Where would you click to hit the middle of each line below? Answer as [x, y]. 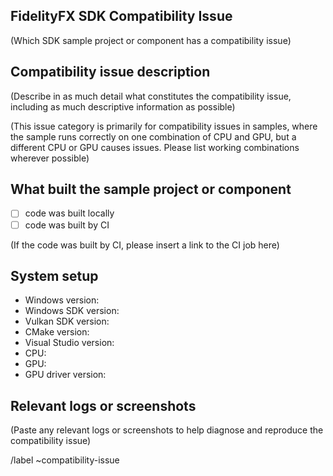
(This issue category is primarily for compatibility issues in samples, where [164, 126]
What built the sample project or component [151, 189]
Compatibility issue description [110, 72]
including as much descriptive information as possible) [123, 106]
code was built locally [69, 213]
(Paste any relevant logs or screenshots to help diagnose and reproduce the [167, 430]
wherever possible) [50, 158]
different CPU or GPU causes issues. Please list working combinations [155, 147]
